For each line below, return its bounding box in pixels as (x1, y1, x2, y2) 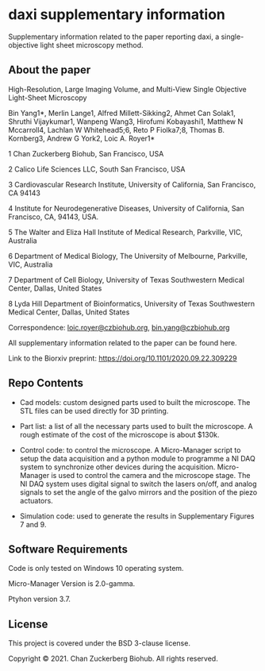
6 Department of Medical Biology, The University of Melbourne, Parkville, (8, 251, 248, 260)
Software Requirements (8, 542, 129, 556)
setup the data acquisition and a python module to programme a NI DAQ (19, 453, 255, 463)
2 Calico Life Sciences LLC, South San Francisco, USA (8, 164, 186, 174)
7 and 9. (19, 519, 47, 529)
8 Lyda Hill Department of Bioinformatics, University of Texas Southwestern (8, 299, 255, 308)
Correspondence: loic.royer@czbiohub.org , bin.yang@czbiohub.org (8, 322, 230, 332)
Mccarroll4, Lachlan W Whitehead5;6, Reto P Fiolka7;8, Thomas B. (8, 125, 225, 134)
